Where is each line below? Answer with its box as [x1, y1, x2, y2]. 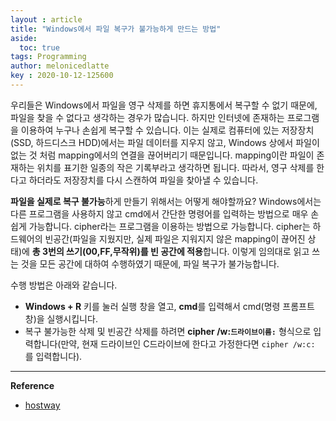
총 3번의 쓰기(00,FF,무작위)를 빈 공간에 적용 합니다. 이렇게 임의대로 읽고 [31, 245, 310, 257]
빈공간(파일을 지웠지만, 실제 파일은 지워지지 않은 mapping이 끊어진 [44, 232, 306, 245]
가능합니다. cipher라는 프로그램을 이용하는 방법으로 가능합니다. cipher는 [28, 220, 311, 232]
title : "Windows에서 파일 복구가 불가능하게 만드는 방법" [10, 24, 222, 34]
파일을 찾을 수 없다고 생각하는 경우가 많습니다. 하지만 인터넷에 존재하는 [10, 111, 285, 123]
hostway [24, 399, 61, 411]
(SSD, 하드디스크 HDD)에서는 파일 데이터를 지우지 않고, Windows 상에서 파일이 [10, 136, 320, 148]
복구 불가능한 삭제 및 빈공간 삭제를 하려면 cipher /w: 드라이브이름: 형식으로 [24, 325, 312, 337]
